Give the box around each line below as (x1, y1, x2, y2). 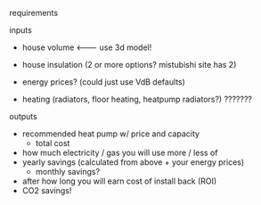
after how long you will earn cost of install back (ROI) (21, 176, 217, 186)
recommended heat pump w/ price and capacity (21, 128, 200, 139)
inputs (9, 25, 33, 35)
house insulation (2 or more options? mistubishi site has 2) (21, 60, 237, 70)
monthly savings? (35, 167, 101, 176)
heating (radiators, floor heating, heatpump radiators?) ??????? (21, 94, 252, 104)
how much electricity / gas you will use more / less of (21, 147, 218, 158)
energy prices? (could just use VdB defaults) (21, 77, 185, 87)
